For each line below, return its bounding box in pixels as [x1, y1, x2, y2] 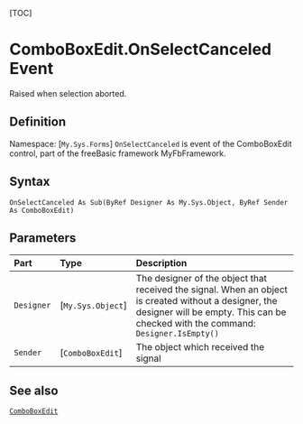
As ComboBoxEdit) [9, 206, 75, 215]
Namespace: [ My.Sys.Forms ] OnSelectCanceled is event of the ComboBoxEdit [9, 138, 292, 149]
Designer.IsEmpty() [135, 328, 219, 339]
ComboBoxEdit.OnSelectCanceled [9, 40, 272, 60]
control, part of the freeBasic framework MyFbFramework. [9, 148, 227, 159]
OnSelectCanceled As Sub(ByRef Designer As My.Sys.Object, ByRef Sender [9, 198, 289, 207]
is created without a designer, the [135, 295, 278, 308]
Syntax [9, 174, 50, 189]
